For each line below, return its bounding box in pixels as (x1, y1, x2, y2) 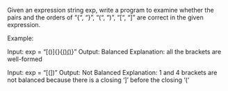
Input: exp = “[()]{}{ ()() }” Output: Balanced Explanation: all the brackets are (7, 48, 222, 56)
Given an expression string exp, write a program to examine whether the (7, 6, 214, 14)
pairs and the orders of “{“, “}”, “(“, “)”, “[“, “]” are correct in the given (7, 13, 204, 22)
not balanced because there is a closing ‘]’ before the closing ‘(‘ (7, 76, 190, 84)
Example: (7, 34, 34, 42)
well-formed (7, 55, 43, 63)
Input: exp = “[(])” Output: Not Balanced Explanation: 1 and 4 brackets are (7, 69, 218, 76)
